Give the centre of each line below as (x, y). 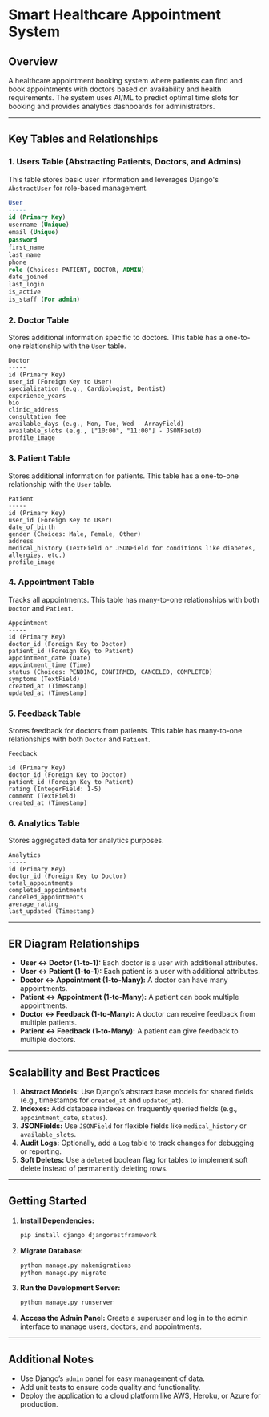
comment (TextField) (43, 796)
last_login (26, 285)
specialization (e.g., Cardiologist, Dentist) (87, 389)
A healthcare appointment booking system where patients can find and (125, 81)
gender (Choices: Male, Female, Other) (75, 534)
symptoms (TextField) (44, 679)
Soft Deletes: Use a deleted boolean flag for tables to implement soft (134, 1160)
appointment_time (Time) (50, 665)
